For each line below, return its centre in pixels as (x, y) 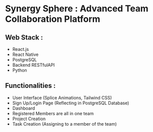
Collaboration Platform (53, 19)
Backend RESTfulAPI (33, 65)
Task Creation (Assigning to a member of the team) (65, 124)
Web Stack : (24, 37)
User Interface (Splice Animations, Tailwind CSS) (62, 97)
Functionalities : (30, 86)
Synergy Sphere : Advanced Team (77, 9)
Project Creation (29, 119)
